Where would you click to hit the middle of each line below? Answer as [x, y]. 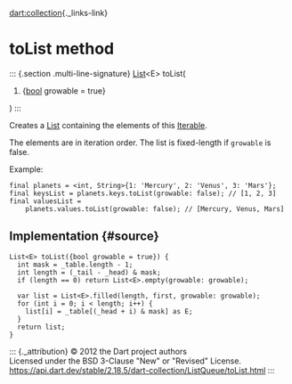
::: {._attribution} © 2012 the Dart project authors [98, 351]
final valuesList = [45, 201]
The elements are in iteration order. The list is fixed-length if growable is [140, 143]
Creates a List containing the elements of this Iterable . [108, 125]
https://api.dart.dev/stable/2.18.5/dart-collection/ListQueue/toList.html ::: [142, 370]
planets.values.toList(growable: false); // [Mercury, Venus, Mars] [155, 208]
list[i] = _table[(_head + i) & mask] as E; [109, 311]
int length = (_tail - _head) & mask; [89, 272]
